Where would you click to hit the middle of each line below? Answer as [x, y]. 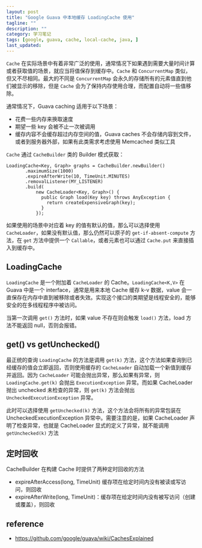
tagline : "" [21, 23]
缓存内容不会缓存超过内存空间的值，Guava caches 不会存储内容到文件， [104, 134]
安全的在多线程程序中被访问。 [43, 305]
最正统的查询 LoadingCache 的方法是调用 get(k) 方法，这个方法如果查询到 [97, 360]
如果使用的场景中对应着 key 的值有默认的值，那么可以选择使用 [83, 225]
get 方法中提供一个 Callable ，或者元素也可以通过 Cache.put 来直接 [106, 240]
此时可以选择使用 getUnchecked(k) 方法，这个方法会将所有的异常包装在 [94, 410]
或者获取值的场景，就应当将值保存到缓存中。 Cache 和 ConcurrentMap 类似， [99, 70]
